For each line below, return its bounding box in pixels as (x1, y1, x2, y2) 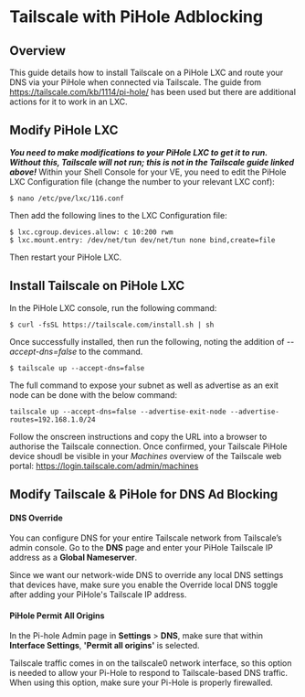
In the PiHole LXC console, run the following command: (9, 302, 217, 313)
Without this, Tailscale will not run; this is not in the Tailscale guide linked (9, 156, 295, 167)
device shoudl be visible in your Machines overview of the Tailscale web (9, 450, 282, 461)
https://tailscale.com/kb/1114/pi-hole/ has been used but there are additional (9, 87, 297, 97)
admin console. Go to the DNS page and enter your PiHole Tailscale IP (9, 542, 274, 553)
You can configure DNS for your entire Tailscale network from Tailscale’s (9, 532, 282, 543)
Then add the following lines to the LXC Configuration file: (9, 209, 227, 220)
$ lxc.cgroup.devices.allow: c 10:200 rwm (9, 227, 174, 237)
